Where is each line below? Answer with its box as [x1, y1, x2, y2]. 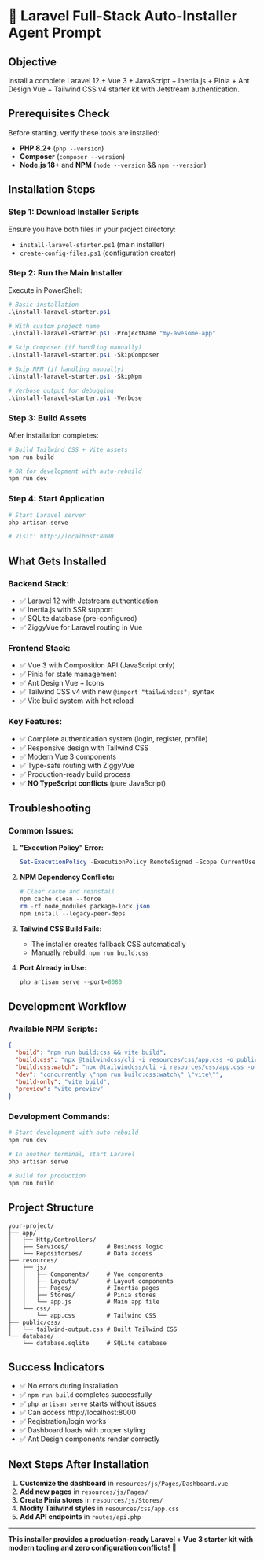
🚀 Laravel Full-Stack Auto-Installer [8, 7, 238, 25]
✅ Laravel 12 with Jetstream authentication [19, 596, 159, 605]
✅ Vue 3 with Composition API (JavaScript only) [19, 660, 175, 670]
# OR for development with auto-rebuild [8, 468, 143, 475]
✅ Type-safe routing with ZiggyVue [19, 760, 135, 770]
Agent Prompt [8, 24, 101, 42]
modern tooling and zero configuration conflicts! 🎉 [8, 1543, 177, 1553]
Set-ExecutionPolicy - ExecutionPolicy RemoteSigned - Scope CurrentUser [19, 858, 259, 867]
